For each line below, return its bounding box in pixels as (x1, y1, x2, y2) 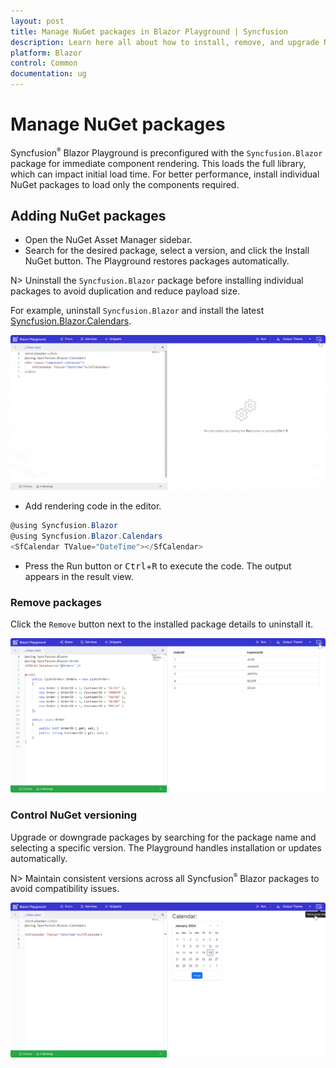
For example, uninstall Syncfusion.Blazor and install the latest (10, 305, 265, 317)
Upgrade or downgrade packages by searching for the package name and (10, 831, 317, 843)
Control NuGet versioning (10, 808, 138, 822)
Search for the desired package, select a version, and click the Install (24, 245, 310, 257)
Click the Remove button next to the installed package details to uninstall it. (10, 618, 314, 630)
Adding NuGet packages (10, 207, 167, 224)
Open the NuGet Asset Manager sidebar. (24, 234, 193, 246)
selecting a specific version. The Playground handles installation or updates (10, 841, 322, 854)
